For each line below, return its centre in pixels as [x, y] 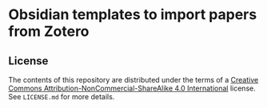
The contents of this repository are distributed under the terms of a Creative [133, 80]
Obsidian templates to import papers [133, 15]
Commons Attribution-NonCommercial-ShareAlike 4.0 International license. [132, 88]
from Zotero [49, 31]
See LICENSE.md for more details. [62, 96]
